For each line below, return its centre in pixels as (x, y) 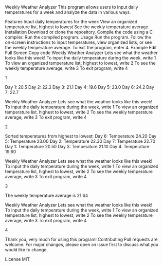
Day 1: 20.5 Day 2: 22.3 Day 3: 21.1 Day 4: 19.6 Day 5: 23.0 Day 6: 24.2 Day (80, 87)
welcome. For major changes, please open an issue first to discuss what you (82, 245)
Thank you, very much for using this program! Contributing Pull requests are (81, 239)
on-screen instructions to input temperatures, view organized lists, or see (79, 42)
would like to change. (26, 250)
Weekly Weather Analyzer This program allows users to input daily (72, 7)
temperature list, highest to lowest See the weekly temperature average (77, 27)
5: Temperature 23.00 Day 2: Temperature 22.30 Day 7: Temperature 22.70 (80, 141)
